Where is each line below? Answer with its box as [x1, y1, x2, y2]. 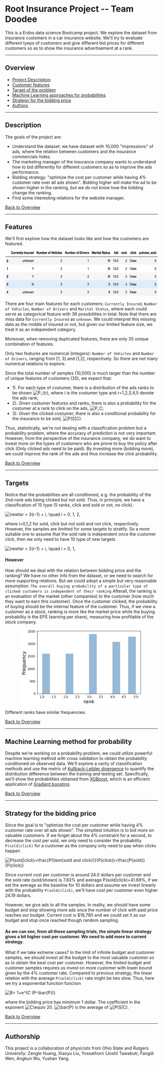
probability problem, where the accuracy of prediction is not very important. [5, 430, 157, 436]
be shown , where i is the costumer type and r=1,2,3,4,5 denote [12, 390, 154, 396]
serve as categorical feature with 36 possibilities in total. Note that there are [5, 311, 157, 317]
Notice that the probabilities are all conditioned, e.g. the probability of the [5, 492, 151, 498]
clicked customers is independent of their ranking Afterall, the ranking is [5, 588, 157, 594]
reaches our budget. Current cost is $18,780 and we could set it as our [5, 912, 147, 918]
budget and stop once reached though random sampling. [5, 918, 119, 923]
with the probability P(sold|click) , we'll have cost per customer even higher [5, 888, 158, 893]
